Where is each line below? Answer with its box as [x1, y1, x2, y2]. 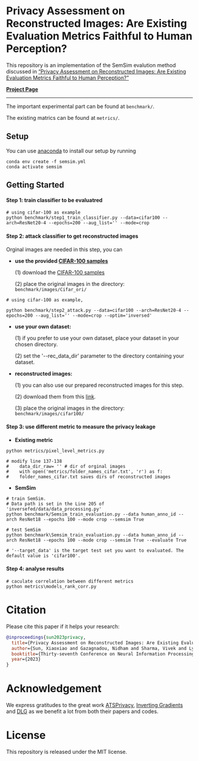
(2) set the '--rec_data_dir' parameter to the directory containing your [14, 352, 185, 359]
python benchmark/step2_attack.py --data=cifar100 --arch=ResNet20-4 [6, 307, 182, 313]
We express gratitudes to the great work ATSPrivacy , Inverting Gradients [6, 702, 184, 709]
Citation [6, 603, 46, 617]
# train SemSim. [6, 495, 46, 502]
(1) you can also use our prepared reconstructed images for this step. [14, 381, 184, 389]
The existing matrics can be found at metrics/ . [6, 114, 120, 121]
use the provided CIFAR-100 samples [14, 257, 108, 265]
